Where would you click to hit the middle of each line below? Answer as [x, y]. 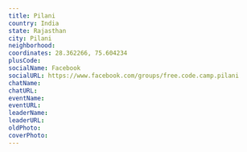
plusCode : [25, 61]
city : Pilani [30, 38]
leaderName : [28, 113]
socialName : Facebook [45, 68]
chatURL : [23, 90]
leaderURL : [27, 121]
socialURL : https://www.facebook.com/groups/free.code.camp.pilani [124, 76]
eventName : [27, 98]
